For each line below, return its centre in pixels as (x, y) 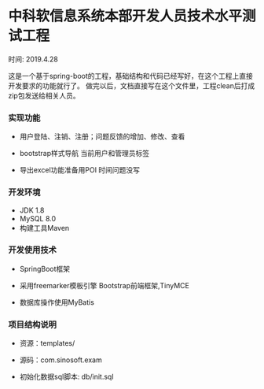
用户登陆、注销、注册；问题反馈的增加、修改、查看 (102, 137)
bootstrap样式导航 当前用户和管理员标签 (84, 154)
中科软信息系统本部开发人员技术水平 (125, 16)
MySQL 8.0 (38, 218)
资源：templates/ (47, 343)
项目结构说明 (33, 324)
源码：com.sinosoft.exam (60, 360)
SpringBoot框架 (45, 269)
